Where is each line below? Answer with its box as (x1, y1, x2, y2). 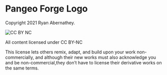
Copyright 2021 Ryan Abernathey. (5, 20, 75, 26)
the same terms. (5, 65, 39, 71)
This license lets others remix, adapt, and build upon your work (5, 49, 136, 55)
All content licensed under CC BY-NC (5, 39, 83, 45)
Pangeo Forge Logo (5, 3, 88, 15)
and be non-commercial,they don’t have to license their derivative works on (5, 59, 162, 65)
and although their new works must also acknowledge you (35, 54, 156, 60)
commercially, (5, 54, 34, 60)
